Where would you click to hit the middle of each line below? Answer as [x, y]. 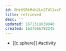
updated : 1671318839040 [30, 24]
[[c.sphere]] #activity [34, 43]
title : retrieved [23, 15]
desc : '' [14, 19]
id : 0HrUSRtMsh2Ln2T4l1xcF [33, 10]
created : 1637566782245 [30, 29]
